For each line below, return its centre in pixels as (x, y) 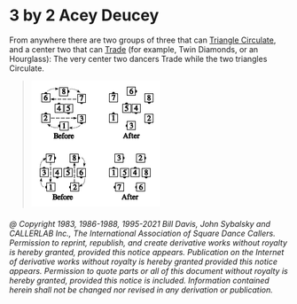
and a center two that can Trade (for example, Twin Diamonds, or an (134, 49)
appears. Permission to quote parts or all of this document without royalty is (148, 270)
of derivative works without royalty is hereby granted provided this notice (143, 261)
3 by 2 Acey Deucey (84, 16)
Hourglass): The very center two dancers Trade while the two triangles (138, 58)
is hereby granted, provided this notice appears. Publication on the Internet (147, 252)
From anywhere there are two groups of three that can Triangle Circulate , (143, 40)
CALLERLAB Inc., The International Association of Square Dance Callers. (143, 233)
